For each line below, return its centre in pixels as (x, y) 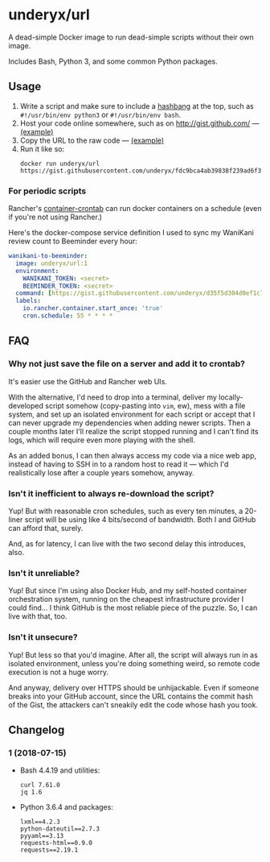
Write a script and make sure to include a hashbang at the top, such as (137, 106)
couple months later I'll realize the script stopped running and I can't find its (133, 431)
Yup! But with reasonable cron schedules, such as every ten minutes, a (126, 511)
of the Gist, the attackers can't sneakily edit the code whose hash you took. (133, 705)
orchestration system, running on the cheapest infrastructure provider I (126, 599)
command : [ (34, 293)
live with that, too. (38, 616)
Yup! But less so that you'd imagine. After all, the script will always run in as (133, 655)
